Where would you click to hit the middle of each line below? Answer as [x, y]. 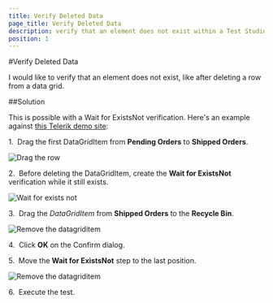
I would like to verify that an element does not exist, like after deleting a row [135, 77]
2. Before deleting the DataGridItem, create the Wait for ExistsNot [120, 173]
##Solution [27, 102]
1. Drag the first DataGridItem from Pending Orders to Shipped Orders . [128, 142]
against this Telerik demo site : [58, 126]
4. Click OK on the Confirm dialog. [67, 245]
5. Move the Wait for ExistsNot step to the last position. [102, 261]
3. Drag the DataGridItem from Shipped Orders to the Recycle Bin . [121, 214]
